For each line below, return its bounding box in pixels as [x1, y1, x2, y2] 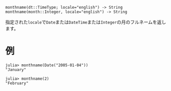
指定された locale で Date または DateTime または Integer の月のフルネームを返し [5, 19, 166, 25]
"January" [5, 67, 27, 72]
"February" [5, 80, 29, 86]
